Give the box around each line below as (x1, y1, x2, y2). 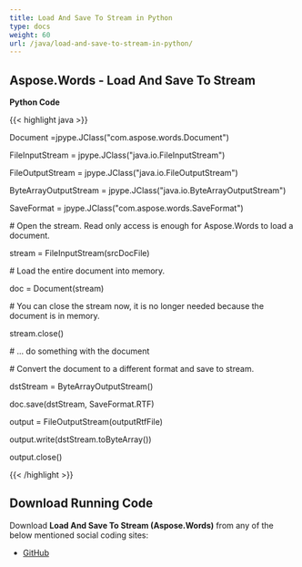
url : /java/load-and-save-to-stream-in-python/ (9, 38, 194, 48)
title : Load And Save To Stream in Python (9, 13, 173, 23)
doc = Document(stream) (9, 283, 105, 294)
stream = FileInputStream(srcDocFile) (9, 248, 150, 259)
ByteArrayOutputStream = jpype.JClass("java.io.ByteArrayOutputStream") (9, 185, 287, 196)
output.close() (9, 452, 63, 463)
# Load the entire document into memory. (9, 265, 166, 276)
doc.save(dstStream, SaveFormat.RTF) (9, 398, 155, 410)
